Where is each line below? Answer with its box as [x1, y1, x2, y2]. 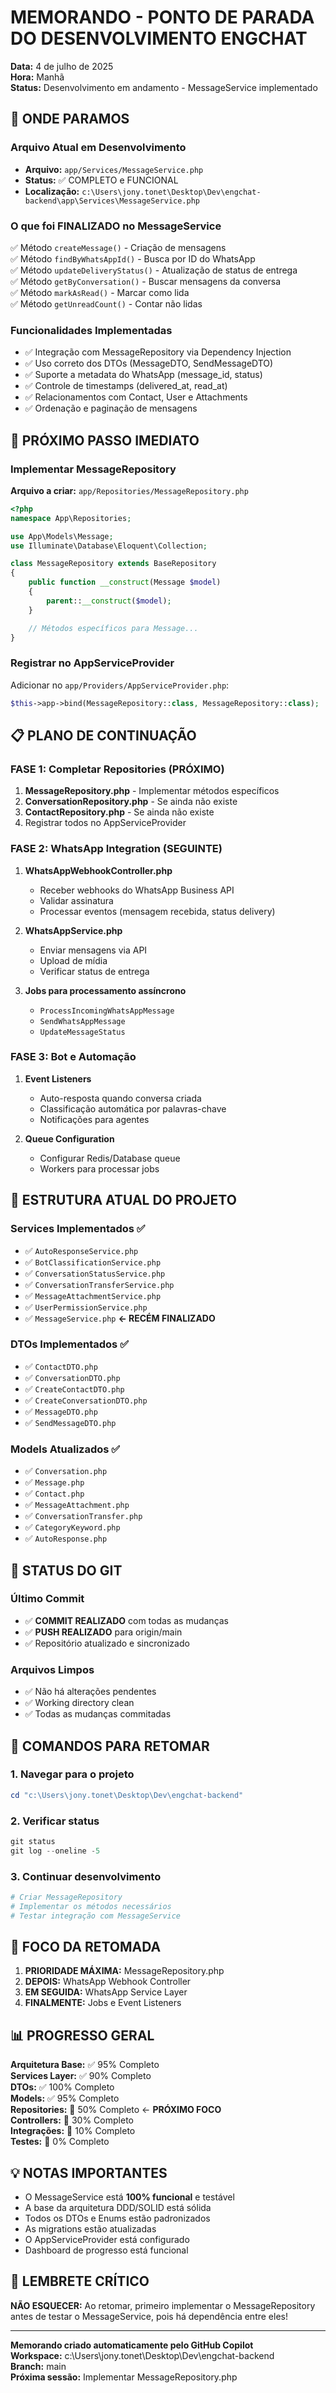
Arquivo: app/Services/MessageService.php [24, 163, 204, 175]
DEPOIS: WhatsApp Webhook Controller [24, 1976, 192, 1988]
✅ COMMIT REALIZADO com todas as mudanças [24, 1614, 230, 1626]
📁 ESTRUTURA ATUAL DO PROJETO [10, 1192, 237, 1209]
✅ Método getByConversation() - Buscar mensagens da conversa [10, 275, 282, 287]
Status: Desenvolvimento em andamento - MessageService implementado [10, 81, 318, 93]
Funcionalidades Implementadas [10, 323, 173, 337]
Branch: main [10, 2360, 67, 2372]
